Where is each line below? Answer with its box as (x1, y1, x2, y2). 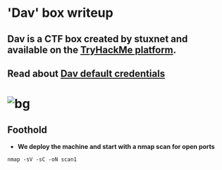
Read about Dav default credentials (7, 67, 166, 79)
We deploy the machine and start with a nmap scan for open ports (17, 142, 215, 150)
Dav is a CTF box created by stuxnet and (7, 33, 188, 45)
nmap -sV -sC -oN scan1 (7, 156, 78, 163)
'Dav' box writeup (7, 5, 114, 21)
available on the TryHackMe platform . (7, 44, 177, 55)
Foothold (7, 124, 48, 136)
